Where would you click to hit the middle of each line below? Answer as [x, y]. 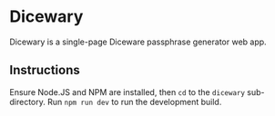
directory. [27, 101]
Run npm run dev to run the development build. [134, 101]
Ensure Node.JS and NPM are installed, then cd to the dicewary [127, 92]
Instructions [45, 70]
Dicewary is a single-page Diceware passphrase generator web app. [138, 42]
